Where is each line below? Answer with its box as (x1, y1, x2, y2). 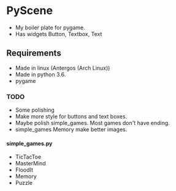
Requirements (6, 48, 61, 59)
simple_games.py (6, 140, 53, 147)
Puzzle (15, 179, 33, 187)
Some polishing (15, 106, 55, 114)
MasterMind (15, 160, 46, 167)
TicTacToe (15, 153, 42, 160)
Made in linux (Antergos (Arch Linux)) (15, 64, 110, 71)
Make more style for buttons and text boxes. (15, 113, 128, 120)
